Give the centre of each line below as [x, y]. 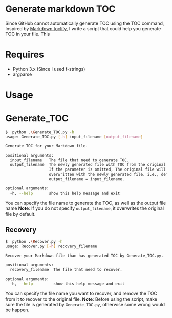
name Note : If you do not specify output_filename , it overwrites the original [85, 208]
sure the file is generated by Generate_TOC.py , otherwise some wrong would [85, 304]
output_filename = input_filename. [87, 179]
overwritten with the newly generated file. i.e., [104, 175]
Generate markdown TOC [61, 9]
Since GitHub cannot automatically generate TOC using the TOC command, [85, 23]
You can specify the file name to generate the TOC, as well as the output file [86, 203]
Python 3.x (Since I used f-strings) [49, 69]
